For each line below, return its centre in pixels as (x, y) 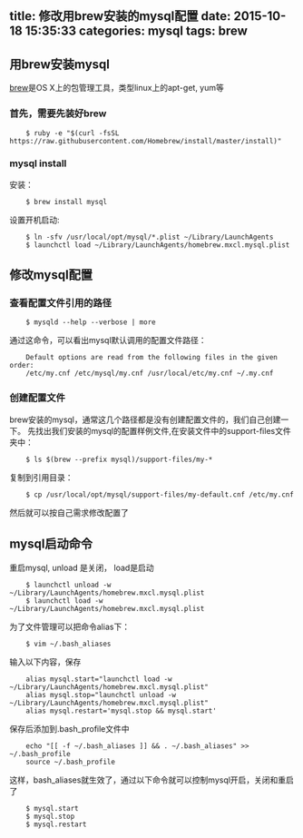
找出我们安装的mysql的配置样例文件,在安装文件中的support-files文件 (163, 430)
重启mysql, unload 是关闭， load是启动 (82, 567)
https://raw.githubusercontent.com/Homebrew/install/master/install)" (146, 141)
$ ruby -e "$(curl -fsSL (73, 133)
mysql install (38, 163)
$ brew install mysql (66, 202)
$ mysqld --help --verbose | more (91, 322)
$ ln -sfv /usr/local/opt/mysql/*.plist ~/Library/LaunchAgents (150, 237)
